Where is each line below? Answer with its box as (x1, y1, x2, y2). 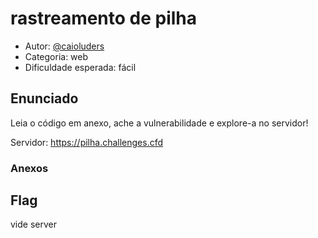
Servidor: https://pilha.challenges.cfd (10, 136, 164, 148)
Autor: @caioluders (24, 40, 105, 52)
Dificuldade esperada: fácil (24, 61, 137, 73)
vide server (10, 218, 57, 231)
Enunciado (10, 90, 79, 107)
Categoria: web (24, 50, 89, 62)
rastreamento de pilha (10, 7, 198, 30)
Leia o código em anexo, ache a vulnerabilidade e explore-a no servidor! (10, 117, 309, 129)
